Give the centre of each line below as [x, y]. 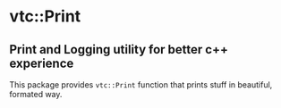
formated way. [36, 94]
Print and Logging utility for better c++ [119, 50]
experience [42, 63]
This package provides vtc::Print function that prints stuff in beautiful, [141, 85]
